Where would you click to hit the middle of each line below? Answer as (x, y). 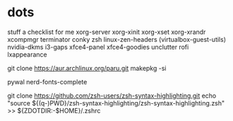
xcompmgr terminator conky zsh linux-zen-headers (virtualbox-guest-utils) (116, 39)
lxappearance (27, 54)
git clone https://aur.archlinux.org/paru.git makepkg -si (87, 68)
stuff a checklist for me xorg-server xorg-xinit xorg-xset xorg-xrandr (107, 32)
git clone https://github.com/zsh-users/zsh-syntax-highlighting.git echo (112, 96)
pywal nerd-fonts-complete (47, 81)
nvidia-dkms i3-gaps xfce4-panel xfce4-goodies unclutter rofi (98, 47)
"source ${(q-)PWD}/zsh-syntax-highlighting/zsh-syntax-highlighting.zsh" (116, 103)
